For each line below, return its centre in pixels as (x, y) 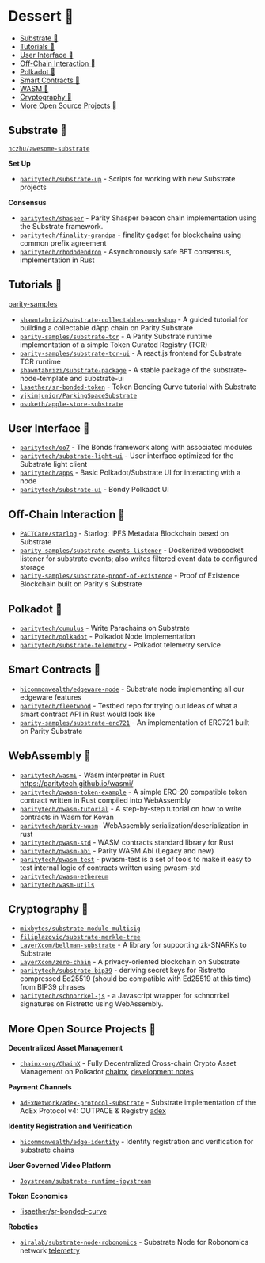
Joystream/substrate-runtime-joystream (85, 1181)
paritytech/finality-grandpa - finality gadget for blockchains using (130, 235)
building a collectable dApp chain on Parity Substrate (106, 327)
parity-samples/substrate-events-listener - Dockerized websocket (131, 551)
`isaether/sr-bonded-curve (63, 1211)
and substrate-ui (97, 378)
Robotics (23, 1227)
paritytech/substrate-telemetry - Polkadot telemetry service (120, 645)
